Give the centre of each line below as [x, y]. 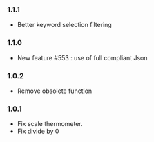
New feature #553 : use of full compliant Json [82, 57]
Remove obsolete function [55, 91]
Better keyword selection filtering [64, 25]
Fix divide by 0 [38, 131]
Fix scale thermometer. [50, 124]
